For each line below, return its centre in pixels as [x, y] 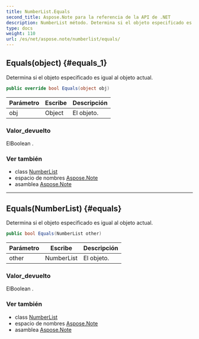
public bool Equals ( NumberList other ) [54, 234]
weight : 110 [21, 34]
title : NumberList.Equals [38, 12]
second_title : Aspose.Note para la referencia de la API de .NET [88, 17]
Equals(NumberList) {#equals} [64, 208]
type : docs [20, 28]
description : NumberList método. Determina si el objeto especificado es [99, 23]
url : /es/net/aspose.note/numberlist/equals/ [63, 39]
